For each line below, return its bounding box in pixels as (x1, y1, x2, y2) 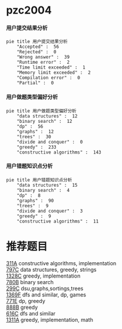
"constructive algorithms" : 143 (17, 149, 101, 155)
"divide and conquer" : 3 (17, 208, 83, 214)
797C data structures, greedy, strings (6, 266, 97, 273)
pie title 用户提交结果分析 (6, 39, 68, 45)
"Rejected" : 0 (17, 49, 57, 55)
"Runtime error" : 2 (17, 60, 70, 66)
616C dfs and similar (6, 310, 56, 317)
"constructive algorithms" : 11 (17, 218, 99, 224)
